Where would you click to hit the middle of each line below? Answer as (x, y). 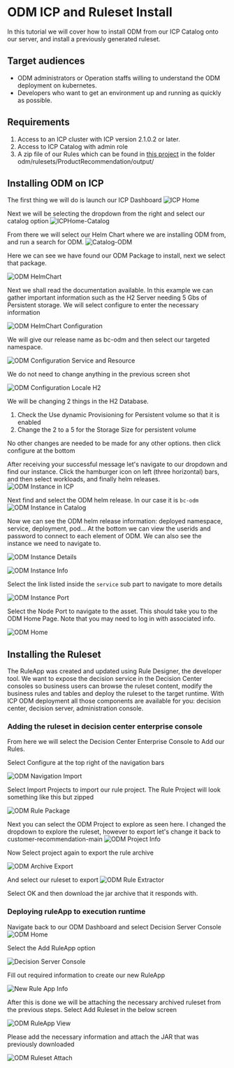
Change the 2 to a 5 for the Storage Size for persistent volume (107, 430)
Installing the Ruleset (54, 654)
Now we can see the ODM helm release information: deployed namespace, (115, 521)
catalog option (28, 221)
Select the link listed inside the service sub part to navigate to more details (115, 584)
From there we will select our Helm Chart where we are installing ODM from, (117, 234)
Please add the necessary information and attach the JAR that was (103, 1037)
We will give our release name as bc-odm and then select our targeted (109, 339)
